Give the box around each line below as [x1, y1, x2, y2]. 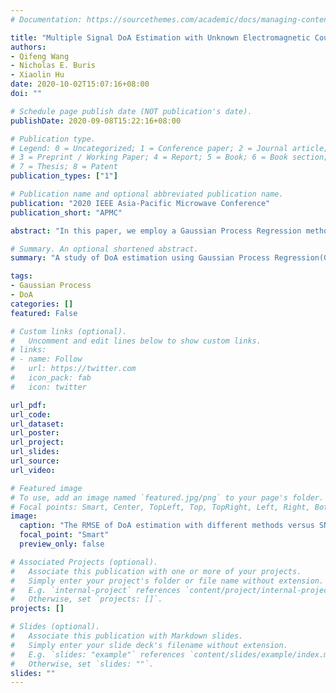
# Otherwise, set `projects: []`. [10, 594, 163, 605]
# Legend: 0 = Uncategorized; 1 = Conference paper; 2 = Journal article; [10, 143, 329, 153]
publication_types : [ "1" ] [10, 171, 118, 181]
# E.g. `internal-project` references [10, 585, 182, 595]
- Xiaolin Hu [10, 70, 65, 80]
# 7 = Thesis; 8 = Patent [10, 162, 118, 172]
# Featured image [10, 483, 83, 493]
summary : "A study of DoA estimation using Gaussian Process [10, 253, 271, 263]
